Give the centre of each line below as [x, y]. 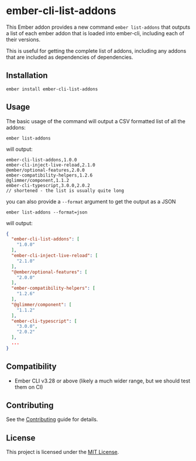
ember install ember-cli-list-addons [52, 89]
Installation [27, 75]
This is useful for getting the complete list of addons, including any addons [96, 50]
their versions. [23, 39]
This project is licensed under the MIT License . [63, 452]
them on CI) [29, 387]
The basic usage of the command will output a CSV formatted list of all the [96, 121]
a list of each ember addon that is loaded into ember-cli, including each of [95, 33]
